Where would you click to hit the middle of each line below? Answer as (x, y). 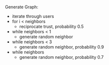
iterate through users (33, 16)
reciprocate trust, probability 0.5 (51, 26)
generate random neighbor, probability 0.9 (62, 47)
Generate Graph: (22, 7)
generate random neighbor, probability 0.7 (62, 57)
